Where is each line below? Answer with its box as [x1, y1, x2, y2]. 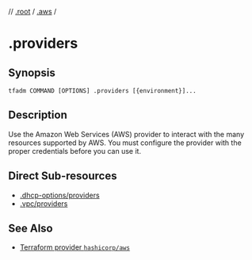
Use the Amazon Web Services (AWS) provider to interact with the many [8, 129, 244, 139]
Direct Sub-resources [8, 170, 117, 183]
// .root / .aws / [8, 7, 57, 16]
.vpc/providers [19, 198, 68, 208]
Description [8, 109, 67, 122]
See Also [8, 222, 53, 235]
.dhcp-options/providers [19, 190, 101, 200]
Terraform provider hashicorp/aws [19, 243, 131, 252]
